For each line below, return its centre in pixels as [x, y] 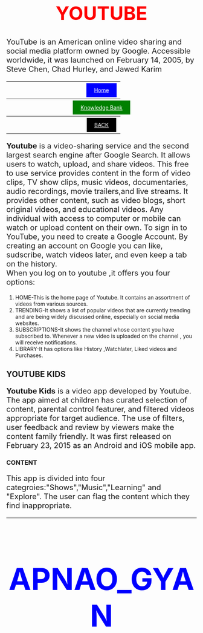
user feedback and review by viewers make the [90, 427]
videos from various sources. [51, 304]
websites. [27, 323]
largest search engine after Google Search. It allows [98, 155]
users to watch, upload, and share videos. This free [98, 164]
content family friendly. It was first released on [89, 436]
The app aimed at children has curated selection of [97, 400]
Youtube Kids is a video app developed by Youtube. [99, 391]
